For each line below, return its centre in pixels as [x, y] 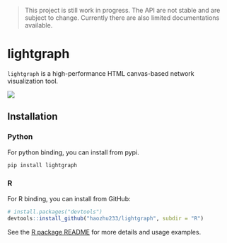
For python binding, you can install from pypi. [73, 152]
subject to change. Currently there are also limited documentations [122, 18]
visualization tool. [33, 81]
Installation [33, 117]
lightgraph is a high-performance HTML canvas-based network [101, 73]
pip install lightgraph [42, 165]
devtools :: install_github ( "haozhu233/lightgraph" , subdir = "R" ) [105, 218]
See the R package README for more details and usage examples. [104, 232]
